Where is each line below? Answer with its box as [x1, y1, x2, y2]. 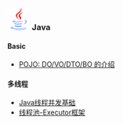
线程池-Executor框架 [18, 108, 85, 117]
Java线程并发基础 [18, 98, 76, 108]
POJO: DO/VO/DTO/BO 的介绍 [18, 60, 115, 69]
